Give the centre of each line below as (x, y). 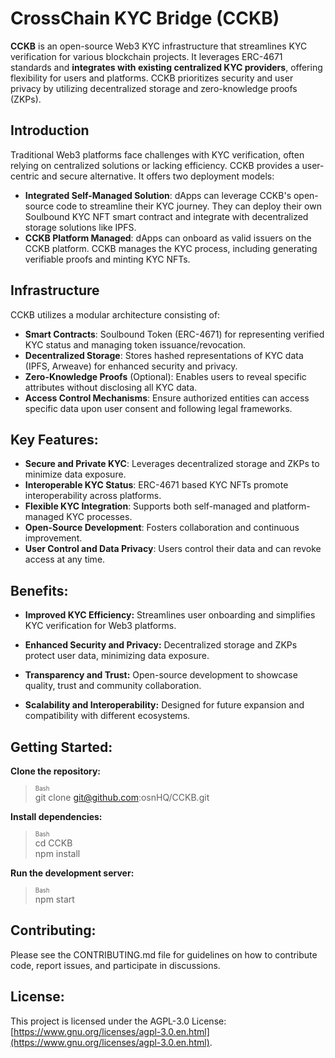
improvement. (53, 538)
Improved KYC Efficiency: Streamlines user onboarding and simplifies (170, 615)
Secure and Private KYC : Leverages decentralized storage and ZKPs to (172, 464)
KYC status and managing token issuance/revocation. (135, 344)
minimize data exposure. (75, 474)
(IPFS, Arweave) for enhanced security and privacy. (131, 366)
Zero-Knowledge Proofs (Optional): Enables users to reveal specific (165, 376)
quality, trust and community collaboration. (113, 686)
